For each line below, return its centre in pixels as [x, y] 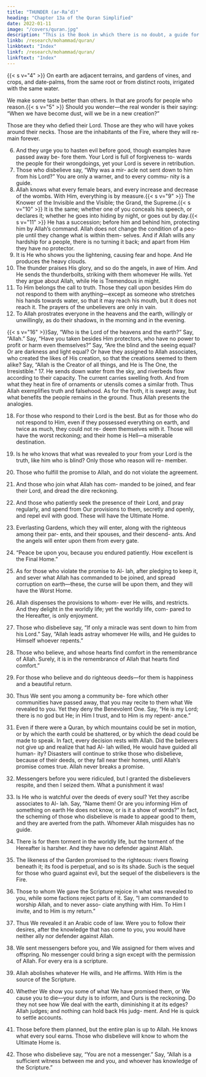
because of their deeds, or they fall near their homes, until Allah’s [98, 760]
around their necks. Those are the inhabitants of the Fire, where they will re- [103, 132]
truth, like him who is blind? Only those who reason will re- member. [101, 460]
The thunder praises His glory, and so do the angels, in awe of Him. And [107, 267]
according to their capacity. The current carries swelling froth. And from [98, 377]
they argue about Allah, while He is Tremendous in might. [88, 281]
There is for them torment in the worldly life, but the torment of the [100, 841]
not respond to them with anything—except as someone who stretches [105, 294]
